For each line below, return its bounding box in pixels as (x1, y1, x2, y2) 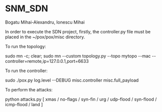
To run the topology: (5, 43, 47, 49)
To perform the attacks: (5, 86, 53, 92)
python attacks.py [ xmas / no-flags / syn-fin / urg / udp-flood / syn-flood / (5, 96, 157, 102)
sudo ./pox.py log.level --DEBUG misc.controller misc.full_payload (5, 77, 139, 83)
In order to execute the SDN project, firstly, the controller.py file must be (5, 28, 151, 34)
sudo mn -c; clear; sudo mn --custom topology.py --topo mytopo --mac (5, 53, 151, 59)
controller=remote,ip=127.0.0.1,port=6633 (5, 58, 89, 64)
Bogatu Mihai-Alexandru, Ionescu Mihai (5, 19, 85, 25)
